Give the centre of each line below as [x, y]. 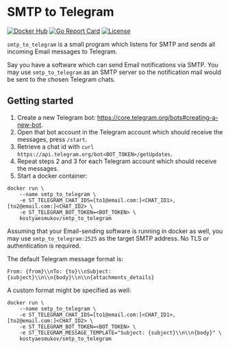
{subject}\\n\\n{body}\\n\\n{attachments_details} [81, 277]
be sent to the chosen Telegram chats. [61, 79]
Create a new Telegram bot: [56, 117]
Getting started [40, 101]
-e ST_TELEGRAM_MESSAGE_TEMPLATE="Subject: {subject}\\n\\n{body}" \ [121, 333]
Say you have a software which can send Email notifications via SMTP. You [113, 64]
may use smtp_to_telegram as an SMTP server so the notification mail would [114, 72]
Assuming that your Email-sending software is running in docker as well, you [115, 231]
